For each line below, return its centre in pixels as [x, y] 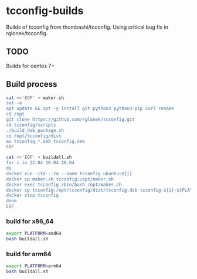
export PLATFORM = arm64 [34, 266]
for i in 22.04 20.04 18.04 [40, 163]
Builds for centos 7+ [30, 66]
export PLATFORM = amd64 [34, 234]
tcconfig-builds [45, 11]
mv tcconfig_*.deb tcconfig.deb [45, 141]
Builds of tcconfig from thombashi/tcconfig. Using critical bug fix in [87, 27]
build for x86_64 [30, 221]
